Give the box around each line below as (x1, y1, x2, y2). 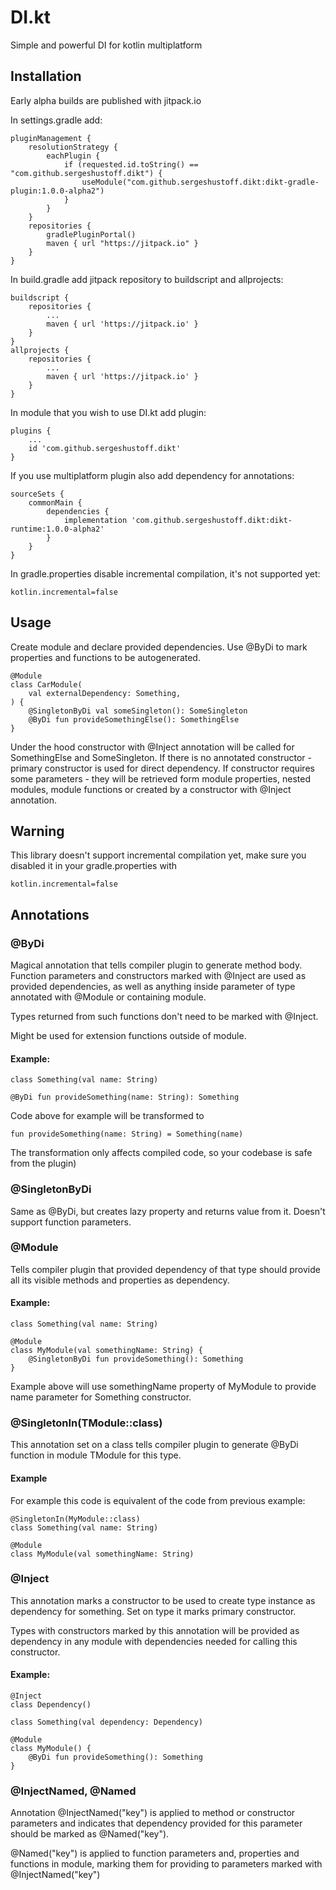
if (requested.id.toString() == (63, 159, 199, 170)
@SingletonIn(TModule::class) (10, 1416, 163, 1430)
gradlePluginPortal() (46, 229, 137, 240)
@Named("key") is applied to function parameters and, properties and (10, 1847, 300, 1860)
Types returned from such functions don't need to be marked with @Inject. (10, 1011, 319, 1023)
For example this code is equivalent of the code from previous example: (10, 1494, 306, 1506)
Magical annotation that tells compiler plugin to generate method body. (10, 959, 303, 971)
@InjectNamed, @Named (10, 1784, 137, 1798)
